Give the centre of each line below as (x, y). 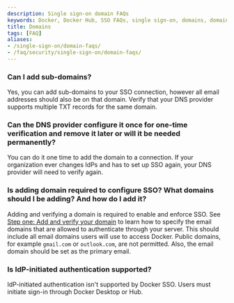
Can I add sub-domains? (49, 77)
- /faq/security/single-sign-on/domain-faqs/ (74, 53)
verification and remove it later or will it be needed (94, 134)
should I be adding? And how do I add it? (77, 199)
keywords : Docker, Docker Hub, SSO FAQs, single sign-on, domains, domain (118, 20)
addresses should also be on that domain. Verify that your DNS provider (110, 100)
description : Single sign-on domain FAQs (68, 14)
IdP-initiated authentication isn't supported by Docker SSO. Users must (109, 285)
